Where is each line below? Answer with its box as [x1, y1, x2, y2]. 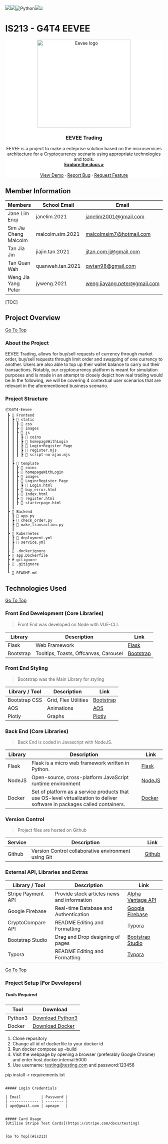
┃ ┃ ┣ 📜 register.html [7, 496, 55, 501]
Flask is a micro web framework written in [31, 759, 129, 767]
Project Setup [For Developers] [5, 979, 82, 986]
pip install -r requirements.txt [5, 1071, 65, 1077]
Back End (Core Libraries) [5, 727, 68, 734]
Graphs [46, 712, 64, 719]
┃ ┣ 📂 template [7, 461, 39, 466]
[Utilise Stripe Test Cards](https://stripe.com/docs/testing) [5, 1120, 140, 1126]
